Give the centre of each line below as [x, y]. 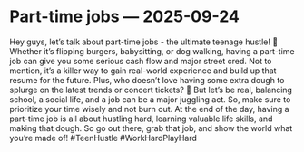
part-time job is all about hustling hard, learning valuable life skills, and [141, 119]
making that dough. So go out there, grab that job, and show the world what [151, 128]
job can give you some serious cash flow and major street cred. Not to [141, 61]
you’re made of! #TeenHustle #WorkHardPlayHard [103, 138]
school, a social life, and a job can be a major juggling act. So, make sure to [150, 99]
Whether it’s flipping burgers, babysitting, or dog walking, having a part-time [152, 51]
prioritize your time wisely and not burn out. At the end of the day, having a [149, 109]
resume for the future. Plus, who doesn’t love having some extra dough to [147, 80]
